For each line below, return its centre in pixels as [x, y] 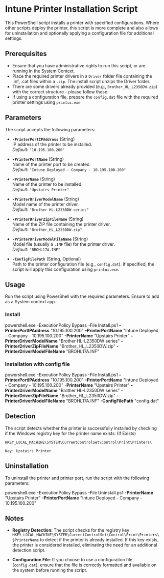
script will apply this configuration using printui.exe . [66, 269]
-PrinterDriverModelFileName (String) [50, 239]
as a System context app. [31, 302]
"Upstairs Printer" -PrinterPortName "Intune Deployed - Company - [74, 498]
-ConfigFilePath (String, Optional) [47, 259]
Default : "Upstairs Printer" [41, 189]
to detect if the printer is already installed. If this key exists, [99, 540]
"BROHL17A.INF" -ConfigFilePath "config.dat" [112, 401]
